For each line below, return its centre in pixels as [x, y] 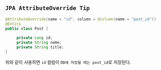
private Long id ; [34, 38]
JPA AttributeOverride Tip [48, 8]
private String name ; [39, 43]
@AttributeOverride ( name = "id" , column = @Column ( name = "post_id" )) [81, 19]
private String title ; [40, 47]
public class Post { [27, 28]
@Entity [13, 24]
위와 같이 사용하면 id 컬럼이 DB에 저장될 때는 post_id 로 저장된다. [68, 62]
